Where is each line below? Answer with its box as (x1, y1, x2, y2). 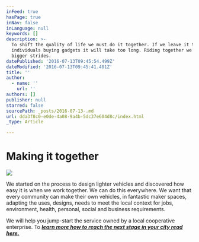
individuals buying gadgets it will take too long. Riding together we (11, 47, 192, 53)
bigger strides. (11, 53, 52, 59)
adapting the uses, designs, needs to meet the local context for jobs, (6, 199, 174, 206)
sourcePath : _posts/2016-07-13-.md (6, 108, 94, 114)
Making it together (6, 149, 99, 163)
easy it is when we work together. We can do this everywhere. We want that (6, 187, 191, 194)
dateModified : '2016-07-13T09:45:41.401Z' (6, 63, 113, 70)
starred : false (6, 102, 44, 109)
